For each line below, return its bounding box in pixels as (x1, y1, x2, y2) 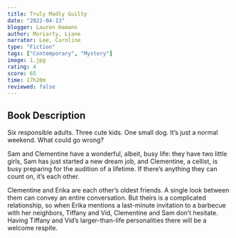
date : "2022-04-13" (7, 17, 65, 24)
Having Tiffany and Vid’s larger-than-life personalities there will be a (7, 216, 207, 225)
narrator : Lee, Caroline (7, 37, 81, 44)
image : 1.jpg (7, 57, 46, 64)
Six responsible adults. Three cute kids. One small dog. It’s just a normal (7, 129, 218, 137)
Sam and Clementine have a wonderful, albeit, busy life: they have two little (7, 150, 227, 158)
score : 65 (7, 70, 37, 77)
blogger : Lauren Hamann (7, 23, 78, 31)
